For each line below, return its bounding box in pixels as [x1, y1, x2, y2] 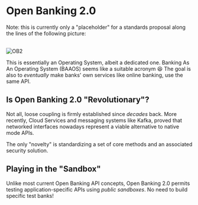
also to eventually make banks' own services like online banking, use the [6, 71, 183, 78]
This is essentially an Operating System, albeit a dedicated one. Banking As [6, 59, 190, 66]
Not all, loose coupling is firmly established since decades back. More [6, 110, 177, 117]
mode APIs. [6, 129, 34, 136]
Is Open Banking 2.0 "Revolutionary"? [6, 95, 150, 105]
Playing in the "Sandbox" [6, 164, 102, 174]
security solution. [6, 147, 48, 154]
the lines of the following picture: [6, 29, 86, 37]
